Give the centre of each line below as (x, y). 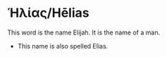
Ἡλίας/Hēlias (48, 13)
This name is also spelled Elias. (63, 46)
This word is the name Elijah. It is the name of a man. (84, 32)
